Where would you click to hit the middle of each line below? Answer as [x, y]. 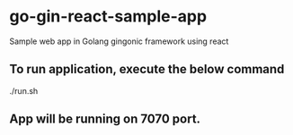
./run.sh [24, 90]
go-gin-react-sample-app [108, 17]
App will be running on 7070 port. [105, 119]
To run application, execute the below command [147, 69]
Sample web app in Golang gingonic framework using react [119, 41]
